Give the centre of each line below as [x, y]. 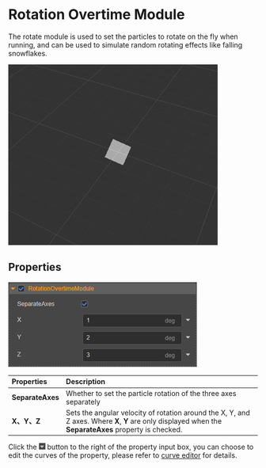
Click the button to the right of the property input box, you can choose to [131, 447]
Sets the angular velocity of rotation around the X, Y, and [158, 413]
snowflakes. [28, 53]
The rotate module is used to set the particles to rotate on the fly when [123, 36]
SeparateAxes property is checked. [124, 429]
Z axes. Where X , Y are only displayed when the [144, 420]
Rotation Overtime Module [97, 15]
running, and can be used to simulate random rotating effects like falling [125, 44]
